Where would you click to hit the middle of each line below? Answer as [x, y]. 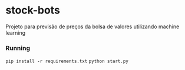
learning [16, 32]
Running [18, 48]
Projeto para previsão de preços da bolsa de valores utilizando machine [92, 26]
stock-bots [33, 10]
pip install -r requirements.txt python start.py [67, 61]
